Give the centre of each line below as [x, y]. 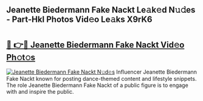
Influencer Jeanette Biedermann [157, 72]
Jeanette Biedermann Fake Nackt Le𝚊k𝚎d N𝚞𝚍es [101, 10]
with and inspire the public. [40, 92]
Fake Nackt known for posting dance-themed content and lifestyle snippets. [101, 79]
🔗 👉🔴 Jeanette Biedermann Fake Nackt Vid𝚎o [95, 45]
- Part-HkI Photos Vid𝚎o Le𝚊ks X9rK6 [79, 20]
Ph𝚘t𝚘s [21, 57]
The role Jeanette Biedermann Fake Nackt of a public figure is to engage [97, 85]
